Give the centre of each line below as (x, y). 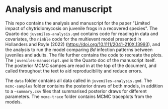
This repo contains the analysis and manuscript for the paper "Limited (77, 23)
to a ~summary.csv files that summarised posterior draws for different (76, 91)
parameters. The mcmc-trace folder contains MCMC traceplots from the (79, 96)
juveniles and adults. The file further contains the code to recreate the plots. (84, 55)
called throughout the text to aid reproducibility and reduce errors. (74, 70)
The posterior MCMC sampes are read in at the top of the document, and (81, 65)
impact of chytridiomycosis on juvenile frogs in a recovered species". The (81, 28)
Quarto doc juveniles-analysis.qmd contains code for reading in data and (82, 33)
